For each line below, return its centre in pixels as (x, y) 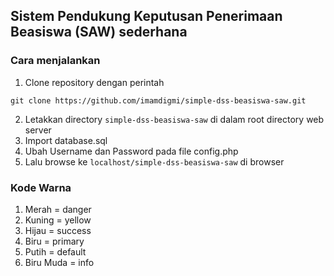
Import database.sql (66, 140)
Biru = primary (54, 241)
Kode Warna (41, 187)
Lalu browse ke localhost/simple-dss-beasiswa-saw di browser (154, 161)
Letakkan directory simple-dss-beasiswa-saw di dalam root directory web (174, 119)
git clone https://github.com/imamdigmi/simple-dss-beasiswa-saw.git (158, 100)
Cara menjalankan (55, 61)
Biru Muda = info (59, 262)
